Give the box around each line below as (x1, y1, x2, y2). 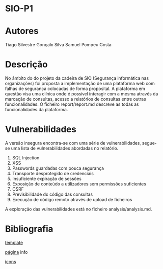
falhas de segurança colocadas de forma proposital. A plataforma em (5, 86, 146, 91)
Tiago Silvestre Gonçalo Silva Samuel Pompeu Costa (5, 42, 112, 48)
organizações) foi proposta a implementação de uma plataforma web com (5, 81, 155, 87)
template (5, 239, 23, 245)
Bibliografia (5, 223, 54, 235)
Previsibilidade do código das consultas (12, 191, 93, 197)
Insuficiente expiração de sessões (12, 176, 82, 181)
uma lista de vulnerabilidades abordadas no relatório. (11, 146, 119, 151)
